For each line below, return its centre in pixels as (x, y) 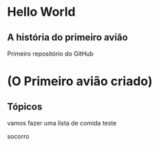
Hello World (41, 12)
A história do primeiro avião (68, 37)
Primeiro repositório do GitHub (51, 53)
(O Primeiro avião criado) (80, 81)
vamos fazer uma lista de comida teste (62, 123)
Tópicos (25, 107)
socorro (18, 136)
